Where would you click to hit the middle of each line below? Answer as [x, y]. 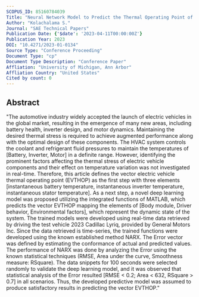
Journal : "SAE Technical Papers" [48, 28]
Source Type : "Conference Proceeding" [54, 51]
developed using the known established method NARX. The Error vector [95, 237]
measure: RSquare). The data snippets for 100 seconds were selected [92, 262]
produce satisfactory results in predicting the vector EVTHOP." [83, 287]
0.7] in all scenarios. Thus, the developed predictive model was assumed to [99, 281]
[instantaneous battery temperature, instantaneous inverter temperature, [95, 186]
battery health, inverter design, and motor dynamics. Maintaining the [90, 129]
